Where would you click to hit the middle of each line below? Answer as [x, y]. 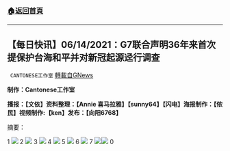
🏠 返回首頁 [25, 10]
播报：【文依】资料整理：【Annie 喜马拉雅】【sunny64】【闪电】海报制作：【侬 [115, 105]
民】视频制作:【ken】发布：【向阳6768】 [64, 113]
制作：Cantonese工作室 [41, 90]
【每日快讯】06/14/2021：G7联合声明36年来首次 [112, 45]
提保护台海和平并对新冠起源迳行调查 [84, 57]
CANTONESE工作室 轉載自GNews [52, 75]
